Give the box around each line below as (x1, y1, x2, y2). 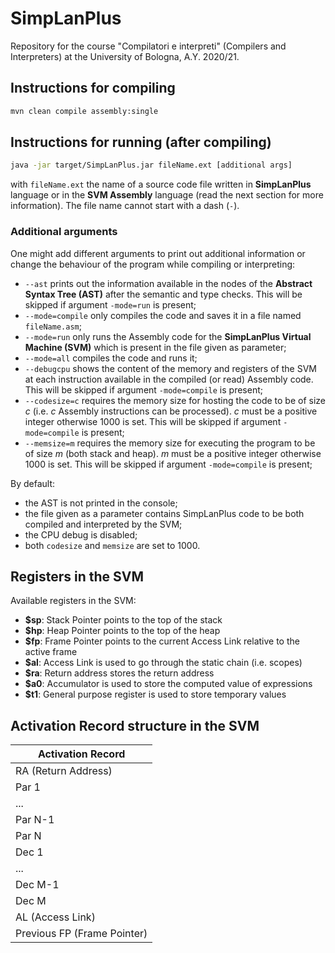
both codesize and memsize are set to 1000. (24, 539, 201, 551)
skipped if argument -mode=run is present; (24, 298, 197, 311)
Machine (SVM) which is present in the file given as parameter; (24, 341, 287, 353)
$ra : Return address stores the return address (24, 667, 215, 679)
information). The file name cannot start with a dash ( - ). (10, 200, 240, 212)
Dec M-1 (15, 878, 60, 892)
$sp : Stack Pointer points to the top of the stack (24, 614, 223, 626)
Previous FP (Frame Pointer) (15, 927, 148, 941)
